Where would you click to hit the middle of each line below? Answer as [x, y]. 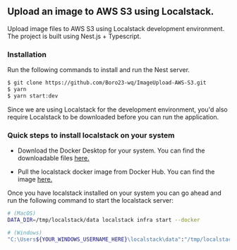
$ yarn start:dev [33, 96]
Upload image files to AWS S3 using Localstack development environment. [116, 28]
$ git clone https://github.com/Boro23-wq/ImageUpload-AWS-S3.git [107, 83]
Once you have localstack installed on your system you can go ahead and [114, 193]
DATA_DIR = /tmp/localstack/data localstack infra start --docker [104, 220]
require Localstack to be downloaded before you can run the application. [113, 117]
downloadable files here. [53, 158]
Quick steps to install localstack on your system [91, 135]
